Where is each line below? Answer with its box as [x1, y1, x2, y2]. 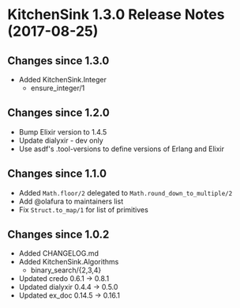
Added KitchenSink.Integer [18, 75, 107, 84]
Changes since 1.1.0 [7, 167, 107, 181]
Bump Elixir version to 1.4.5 [18, 127, 107, 136]
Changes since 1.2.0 [7, 106, 110, 120]
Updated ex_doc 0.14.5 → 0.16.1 [18, 291, 120, 300]
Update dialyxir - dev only [18, 135, 103, 145]
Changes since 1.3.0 [7, 54, 110, 67]
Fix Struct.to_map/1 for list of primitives [18, 204, 149, 215]
